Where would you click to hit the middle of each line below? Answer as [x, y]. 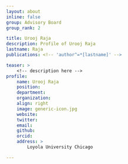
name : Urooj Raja [38, 82]
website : [27, 114]
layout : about [23, 11]
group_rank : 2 [23, 28]
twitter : [27, 120]
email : [25, 125]
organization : [34, 98]
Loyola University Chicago [60, 147]
